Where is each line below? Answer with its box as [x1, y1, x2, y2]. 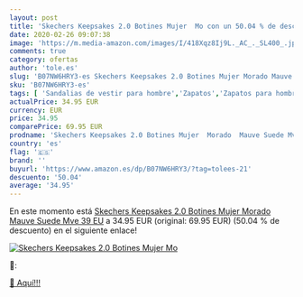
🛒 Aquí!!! [9, 277, 41, 289]
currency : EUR [9, 106, 63, 115]
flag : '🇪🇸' [9, 147, 54, 156]
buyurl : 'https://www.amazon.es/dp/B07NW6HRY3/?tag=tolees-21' [9, 164, 252, 173]
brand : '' [9, 155, 47, 165]
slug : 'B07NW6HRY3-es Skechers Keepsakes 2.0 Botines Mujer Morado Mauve [9, 72, 293, 81]
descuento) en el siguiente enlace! [9, 225, 138, 236]
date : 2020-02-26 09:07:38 [9, 30, 111, 39]
